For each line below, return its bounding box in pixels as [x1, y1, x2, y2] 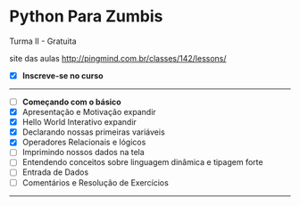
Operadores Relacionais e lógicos [21, 136, 146, 148]
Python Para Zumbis [9, 6, 163, 27]
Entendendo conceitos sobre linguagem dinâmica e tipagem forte [21, 157, 263, 168]
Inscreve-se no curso [21, 70, 104, 81]
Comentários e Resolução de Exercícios [21, 177, 170, 188]
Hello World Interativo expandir [21, 117, 137, 128]
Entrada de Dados [21, 167, 89, 177]
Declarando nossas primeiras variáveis [21, 127, 165, 137]
